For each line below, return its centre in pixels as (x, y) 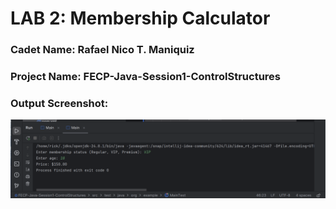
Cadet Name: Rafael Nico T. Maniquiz (102, 50)
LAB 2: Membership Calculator (140, 18)
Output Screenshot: (59, 103)
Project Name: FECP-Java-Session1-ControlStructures (145, 77)
